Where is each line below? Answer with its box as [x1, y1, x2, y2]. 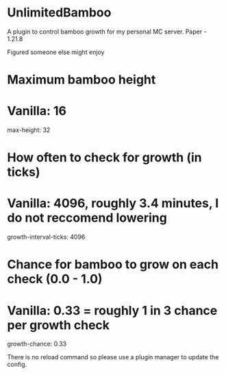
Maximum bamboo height [7, 72, 156, 88]
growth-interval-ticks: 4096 [7, 233, 86, 241]
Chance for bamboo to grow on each [7, 257, 219, 272]
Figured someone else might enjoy [7, 48, 105, 56]
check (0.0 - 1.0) [7, 272, 103, 287]
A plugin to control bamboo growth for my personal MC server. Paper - [7, 27, 207, 36]
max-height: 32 [7, 126, 51, 134]
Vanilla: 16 [7, 103, 67, 119]
